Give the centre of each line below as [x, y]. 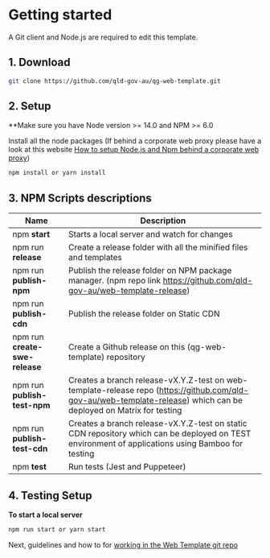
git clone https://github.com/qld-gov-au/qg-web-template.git [115, 81]
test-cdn [30, 448]
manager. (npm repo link [115, 281]
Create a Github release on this [127, 347]
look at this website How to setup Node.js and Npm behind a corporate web [134, 150]
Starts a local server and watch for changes [150, 234]
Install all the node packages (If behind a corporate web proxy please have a [135, 141]
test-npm [31, 406]
